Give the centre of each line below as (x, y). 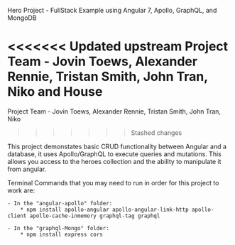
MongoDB (22, 18)
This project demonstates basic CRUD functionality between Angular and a (117, 146)
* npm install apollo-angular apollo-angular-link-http (105, 209)
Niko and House (55, 92)
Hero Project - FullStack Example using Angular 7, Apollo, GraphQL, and (112, 10)
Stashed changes (157, 132)
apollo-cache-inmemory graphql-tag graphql (95, 216)
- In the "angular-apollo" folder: (60, 203)
